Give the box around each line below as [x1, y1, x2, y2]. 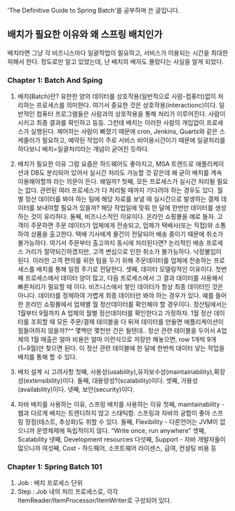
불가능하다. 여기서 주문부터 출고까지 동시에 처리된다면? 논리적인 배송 [17, 239, 205, 247]
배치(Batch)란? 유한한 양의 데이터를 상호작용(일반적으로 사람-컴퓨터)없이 [17, 92, 216, 100]
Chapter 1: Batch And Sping [7, 75, 103, 85]
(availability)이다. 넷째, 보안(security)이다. [17, 385, 135, 394]
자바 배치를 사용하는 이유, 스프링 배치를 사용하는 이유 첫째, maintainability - [17, 400, 224, 409]
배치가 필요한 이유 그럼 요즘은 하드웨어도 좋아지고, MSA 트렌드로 [17, 160, 194, 168]
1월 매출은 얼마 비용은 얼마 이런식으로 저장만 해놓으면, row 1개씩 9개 [30, 336, 217, 344]
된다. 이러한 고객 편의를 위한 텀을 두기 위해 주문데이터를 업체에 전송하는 [17, 256, 213, 265]
